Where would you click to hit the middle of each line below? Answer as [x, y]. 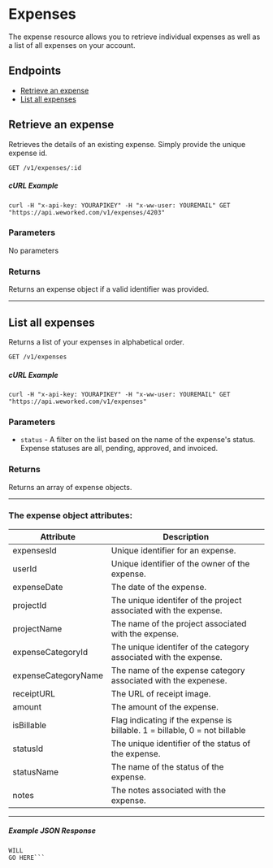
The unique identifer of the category [180, 647]
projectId [30, 605]
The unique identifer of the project [176, 600]
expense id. [28, 153]
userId [25, 568]
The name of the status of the [167, 766]
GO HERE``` [27, 857]
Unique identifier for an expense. [173, 550]
